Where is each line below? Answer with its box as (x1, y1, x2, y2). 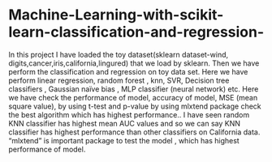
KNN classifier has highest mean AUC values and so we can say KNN (8, 118, 241, 128)
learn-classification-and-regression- (8, 23, 265, 41)
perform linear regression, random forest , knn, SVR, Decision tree (8, 75, 230, 85)
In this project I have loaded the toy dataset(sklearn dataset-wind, (8, 49, 229, 59)
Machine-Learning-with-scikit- (8, 6, 224, 24)
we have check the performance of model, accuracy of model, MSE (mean (8, 92, 258, 102)
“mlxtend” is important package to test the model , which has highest (8, 135, 240, 145)
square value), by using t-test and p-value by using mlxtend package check (8, 101, 261, 111)
